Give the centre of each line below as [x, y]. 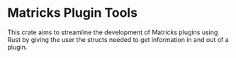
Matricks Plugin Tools [73, 13]
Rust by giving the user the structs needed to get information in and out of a [118, 39]
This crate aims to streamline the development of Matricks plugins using [113, 32]
